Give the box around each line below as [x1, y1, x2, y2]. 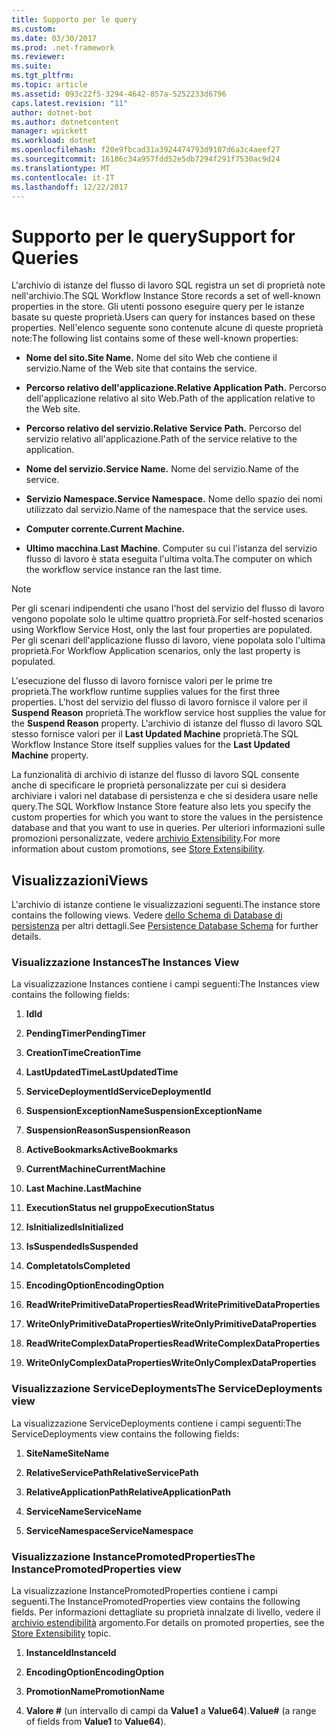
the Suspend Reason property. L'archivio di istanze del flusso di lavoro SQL [11, 717, 323, 730]
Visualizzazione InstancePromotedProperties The [11, 1549, 256, 1563]
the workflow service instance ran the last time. [25, 564, 222, 576]
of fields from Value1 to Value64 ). [25, 1716, 167, 1728]
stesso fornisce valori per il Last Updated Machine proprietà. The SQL [11, 728, 299, 740]
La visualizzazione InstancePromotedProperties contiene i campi [11, 1585, 278, 1597]
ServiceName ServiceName [25, 1505, 143, 1517]
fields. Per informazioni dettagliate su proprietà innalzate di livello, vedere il [11, 1606, 321, 1618]
